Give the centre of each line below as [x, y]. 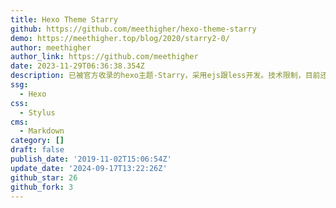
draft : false [37, 150]
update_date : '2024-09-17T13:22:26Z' [89, 168]
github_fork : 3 [42, 187]
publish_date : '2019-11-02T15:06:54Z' [91, 159]
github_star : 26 [44, 177]
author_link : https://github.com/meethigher [104, 57]
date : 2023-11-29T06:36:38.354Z [77, 66]
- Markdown [42, 131]
